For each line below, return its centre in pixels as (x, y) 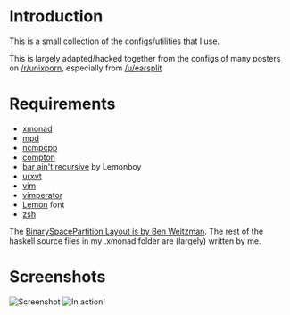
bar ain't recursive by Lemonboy (82, 166)
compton (39, 157)
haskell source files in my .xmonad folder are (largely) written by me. (135, 240)
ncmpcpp (40, 147)
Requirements (62, 104)
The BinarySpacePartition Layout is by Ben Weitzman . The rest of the (137, 231)
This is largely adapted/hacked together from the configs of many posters (145, 58)
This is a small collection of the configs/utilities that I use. (115, 41)
